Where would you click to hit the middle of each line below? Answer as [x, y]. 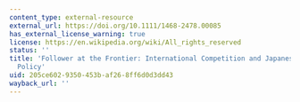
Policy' [32, 67]
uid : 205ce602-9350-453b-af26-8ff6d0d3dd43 [92, 75]
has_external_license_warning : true [77, 34]
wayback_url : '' [39, 83]
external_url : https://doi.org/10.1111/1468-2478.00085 [115, 26]
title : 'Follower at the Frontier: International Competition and [135, 59]
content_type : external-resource [71, 17]
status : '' [29, 51]
